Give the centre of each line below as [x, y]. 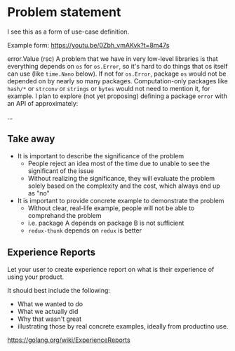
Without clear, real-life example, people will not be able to [111, 208]
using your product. [36, 277]
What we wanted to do [50, 304]
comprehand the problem [65, 215]
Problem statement [64, 12]
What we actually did [48, 311]
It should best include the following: [59, 290]
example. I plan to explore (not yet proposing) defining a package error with [117, 96]
